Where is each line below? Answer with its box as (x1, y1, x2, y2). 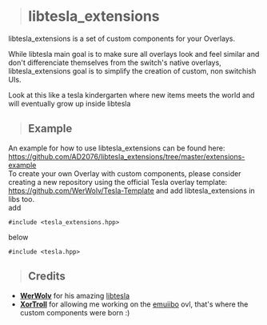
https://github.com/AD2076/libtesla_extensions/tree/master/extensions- (8, 151, 245, 161)
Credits (27, 270, 66, 283)
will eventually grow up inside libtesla (8, 98, 131, 108)
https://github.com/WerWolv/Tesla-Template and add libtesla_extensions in (8, 186, 256, 195)
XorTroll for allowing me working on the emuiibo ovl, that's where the (19, 299, 249, 309)
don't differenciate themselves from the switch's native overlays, (8, 58, 221, 67)
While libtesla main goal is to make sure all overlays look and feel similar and (8, 49, 260, 58)
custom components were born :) (19, 307, 130, 317)
